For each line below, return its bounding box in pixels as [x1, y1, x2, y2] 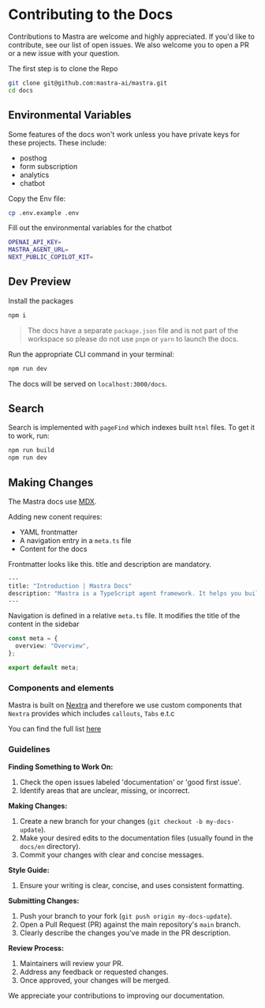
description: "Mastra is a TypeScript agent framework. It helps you [8, 589, 242, 598]
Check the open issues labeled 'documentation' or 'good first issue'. [19, 777, 242, 787]
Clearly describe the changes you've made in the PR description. [19, 927, 231, 938]
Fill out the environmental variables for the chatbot [8, 223, 172, 232]
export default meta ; [8, 664, 80, 672]
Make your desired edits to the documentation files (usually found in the [19, 832, 254, 843]
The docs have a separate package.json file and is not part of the [27, 326, 239, 335]
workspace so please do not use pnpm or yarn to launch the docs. [27, 334, 239, 343]
